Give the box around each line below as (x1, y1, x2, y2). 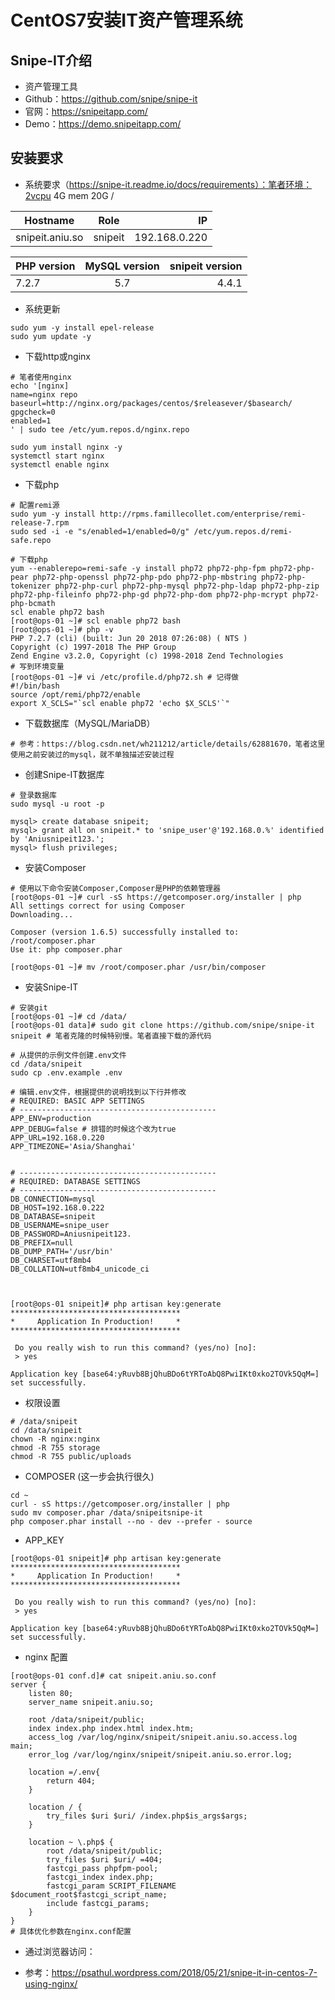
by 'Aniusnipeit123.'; (10, 834, 105, 844)
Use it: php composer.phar (10, 944, 123, 955)
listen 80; (28, 1688, 74, 1698)
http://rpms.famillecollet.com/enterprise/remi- (99, 509, 307, 519)
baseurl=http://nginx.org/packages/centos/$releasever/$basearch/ (10, 398, 293, 408)
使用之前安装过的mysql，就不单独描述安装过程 (10, 749, 175, 760)
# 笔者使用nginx (10, 372, 72, 382)
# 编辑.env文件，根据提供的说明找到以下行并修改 (10, 1087, 187, 1097)
